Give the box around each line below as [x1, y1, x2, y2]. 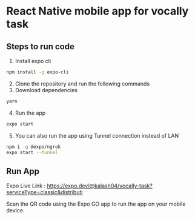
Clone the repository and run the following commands [15, 80, 150, 87]
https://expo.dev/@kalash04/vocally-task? [47, 182, 153, 189]
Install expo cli [15, 58, 51, 64]
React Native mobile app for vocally [6, 4, 189, 18]
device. [6, 207, 25, 214]
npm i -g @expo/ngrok [6, 144, 61, 150]
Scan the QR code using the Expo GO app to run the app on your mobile [6, 200, 186, 207]
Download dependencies [15, 86, 78, 93]
